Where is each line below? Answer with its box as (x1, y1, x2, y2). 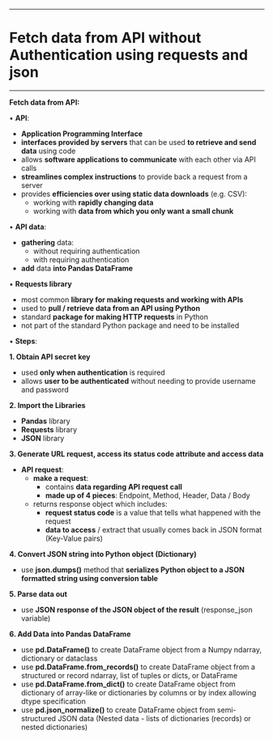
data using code (20, 146, 76, 155)
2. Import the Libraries (9, 400, 86, 410)
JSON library (20, 433, 65, 443)
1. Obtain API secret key (9, 351, 92, 361)
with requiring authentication (32, 254, 130, 264)
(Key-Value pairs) (45, 533, 104, 543)
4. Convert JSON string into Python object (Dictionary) (9, 549, 197, 558)
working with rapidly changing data (32, 197, 154, 207)
